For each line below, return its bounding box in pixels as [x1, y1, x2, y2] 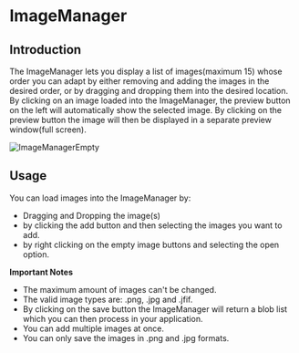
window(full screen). [9, 124, 87, 135]
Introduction [9, 42, 82, 57]
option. [22, 248, 50, 260]
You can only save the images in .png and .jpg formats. [22, 332, 230, 343]
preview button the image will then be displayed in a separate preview [9, 115, 272, 125]
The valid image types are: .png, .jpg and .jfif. [22, 294, 193, 305]
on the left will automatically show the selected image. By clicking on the [9, 105, 283, 115]
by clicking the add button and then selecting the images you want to [22, 220, 283, 231]
